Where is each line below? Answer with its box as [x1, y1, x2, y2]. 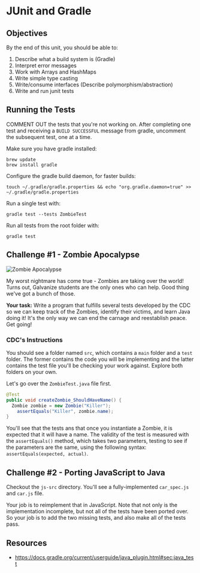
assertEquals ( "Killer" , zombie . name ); [17, 408, 114, 414]
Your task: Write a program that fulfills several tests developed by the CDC [6, 301, 191, 309]
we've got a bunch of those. [6, 289, 76, 297]
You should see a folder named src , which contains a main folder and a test [6, 349, 193, 356]
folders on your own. [6, 368, 57, 375]
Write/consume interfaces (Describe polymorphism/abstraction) [14, 81, 174, 88]
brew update [6, 156, 36, 162]
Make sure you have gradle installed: [6, 145, 97, 152]
